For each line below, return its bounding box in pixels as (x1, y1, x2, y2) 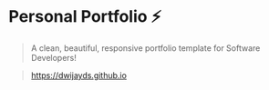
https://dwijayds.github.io (30, 69, 127, 81)
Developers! (30, 52, 77, 63)
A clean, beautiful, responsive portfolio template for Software (30, 42, 261, 54)
